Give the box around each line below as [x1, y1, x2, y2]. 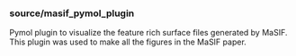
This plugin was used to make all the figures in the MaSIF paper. [9, 36, 247, 47]
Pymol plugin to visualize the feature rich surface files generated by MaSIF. [9, 28, 288, 38]
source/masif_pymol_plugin [9, 7, 135, 20]
